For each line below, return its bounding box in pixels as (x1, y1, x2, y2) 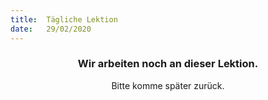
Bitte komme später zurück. (111, 79, 225, 91)
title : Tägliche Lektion (10, 14, 118, 25)
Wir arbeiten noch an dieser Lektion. (77, 57, 259, 71)
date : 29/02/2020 (10, 24, 92, 34)
